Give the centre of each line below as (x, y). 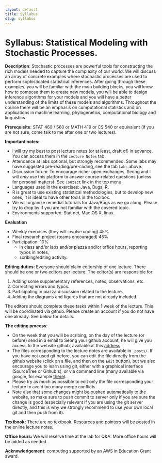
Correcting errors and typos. (40, 287)
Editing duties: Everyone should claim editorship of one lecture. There (75, 267)
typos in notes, (34, 252)
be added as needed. (26, 442)
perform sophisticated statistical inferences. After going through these (75, 82)
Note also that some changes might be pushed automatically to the (79, 392)
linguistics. (16, 118)
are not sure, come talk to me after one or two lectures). (61, 132)
